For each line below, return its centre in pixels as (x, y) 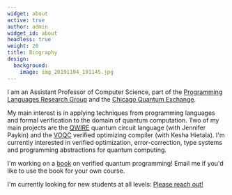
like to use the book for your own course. (66, 171)
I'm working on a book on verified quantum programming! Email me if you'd (116, 163)
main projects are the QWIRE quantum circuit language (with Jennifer (107, 127)
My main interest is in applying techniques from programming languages (111, 113)
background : (31, 65)
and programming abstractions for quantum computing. (87, 150)
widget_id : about (32, 33)
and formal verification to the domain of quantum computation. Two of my (113, 120)
